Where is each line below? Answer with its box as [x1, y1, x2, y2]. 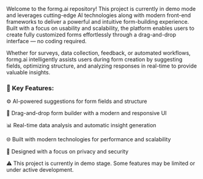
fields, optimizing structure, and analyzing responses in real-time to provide [6, 62, 197, 69]
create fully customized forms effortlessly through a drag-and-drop [6, 31, 176, 38]
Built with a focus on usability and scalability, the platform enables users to [6, 24, 194, 32]
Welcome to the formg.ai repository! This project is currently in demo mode [6, 5, 196, 12]
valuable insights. [6, 69, 51, 75]
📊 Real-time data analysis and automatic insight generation [6, 122, 157, 129]
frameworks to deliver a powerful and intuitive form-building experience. [6, 18, 190, 25]
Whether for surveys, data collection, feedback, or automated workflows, [6, 49, 191, 57]
